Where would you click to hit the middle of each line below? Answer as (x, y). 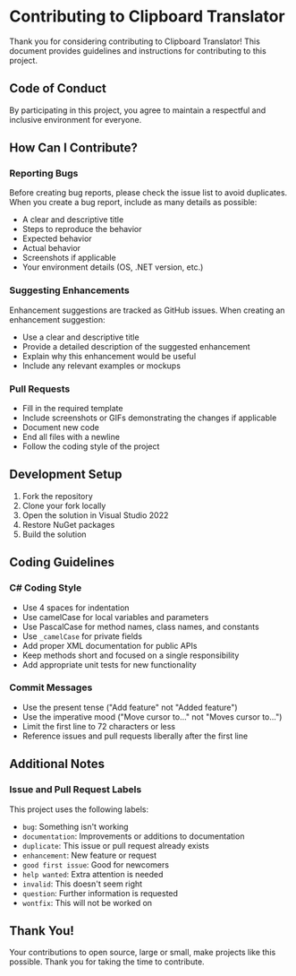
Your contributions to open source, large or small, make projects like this (143, 953)
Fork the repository (58, 496)
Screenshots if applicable (69, 258)
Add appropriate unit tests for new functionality (109, 664)
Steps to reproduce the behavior (82, 229)
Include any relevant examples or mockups (101, 366)
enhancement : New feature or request (89, 855)
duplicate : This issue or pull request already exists (116, 845)
